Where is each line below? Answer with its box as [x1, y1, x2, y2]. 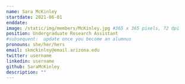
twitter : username [6, 53, 52, 59]
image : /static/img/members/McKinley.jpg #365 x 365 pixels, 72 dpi [6, 25, 180, 31]
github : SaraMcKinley [6, 63, 60, 70]
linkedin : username [6, 58, 55, 64]
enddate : [6, 20, 28, 25]
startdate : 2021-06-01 [6, 14, 62, 20]
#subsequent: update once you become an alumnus [6, 36, 132, 42]
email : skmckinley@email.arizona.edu [6, 47, 100, 53]
